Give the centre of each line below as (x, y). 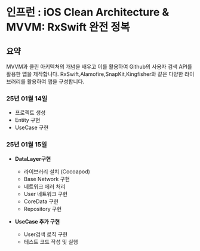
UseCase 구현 (32, 128)
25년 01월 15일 (27, 145)
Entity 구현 (27, 120)
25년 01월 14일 (27, 98)
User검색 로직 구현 (45, 234)
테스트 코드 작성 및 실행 (51, 241)
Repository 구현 (43, 209)
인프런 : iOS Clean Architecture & (88, 12)
